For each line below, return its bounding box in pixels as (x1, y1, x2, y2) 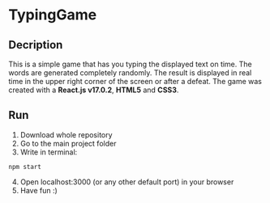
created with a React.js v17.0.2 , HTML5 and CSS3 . (8, 85, 179, 95)
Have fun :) (19, 185, 58, 195)
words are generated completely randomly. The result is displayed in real (8, 68, 252, 78)
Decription (8, 38, 63, 52)
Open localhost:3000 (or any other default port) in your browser (19, 176, 234, 187)
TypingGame (8, 6, 97, 24)
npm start (8, 163, 42, 171)
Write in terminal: (19, 147, 78, 157)
